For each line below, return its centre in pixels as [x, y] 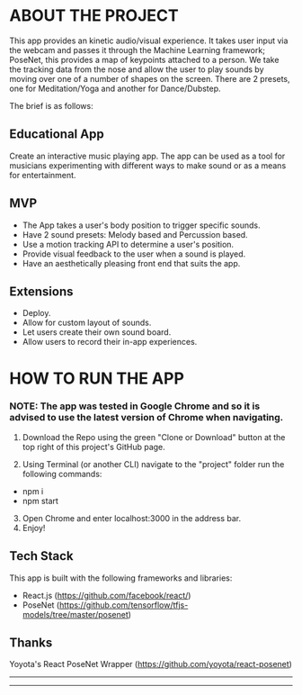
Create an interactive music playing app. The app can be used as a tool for [147, 156]
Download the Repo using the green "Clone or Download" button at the [154, 437]
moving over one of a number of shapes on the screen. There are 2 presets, [150, 78]
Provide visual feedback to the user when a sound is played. [134, 254]
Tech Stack [41, 556]
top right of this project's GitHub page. [94, 447]
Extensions [41, 291]
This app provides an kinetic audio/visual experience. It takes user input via [149, 41]
